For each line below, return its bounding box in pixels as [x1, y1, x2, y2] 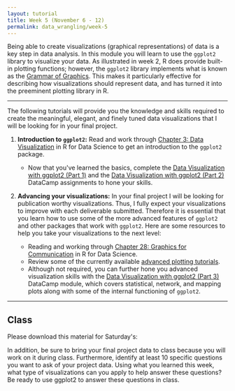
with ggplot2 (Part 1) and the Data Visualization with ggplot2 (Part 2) [27, 171, 225, 179]
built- [207, 57, 223, 66]
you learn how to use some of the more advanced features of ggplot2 [17, 214, 218, 223]
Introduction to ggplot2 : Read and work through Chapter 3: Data [17, 135, 204, 144]
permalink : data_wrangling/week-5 [7, 23, 108, 30]
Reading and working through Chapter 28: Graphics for [27, 242, 187, 251]
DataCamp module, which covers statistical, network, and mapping [27, 280, 222, 288]
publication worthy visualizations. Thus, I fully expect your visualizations [17, 200, 226, 208]
